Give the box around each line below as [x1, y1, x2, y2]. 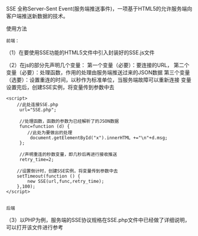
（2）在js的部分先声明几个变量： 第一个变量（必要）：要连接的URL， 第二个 [6, 61, 190, 68]
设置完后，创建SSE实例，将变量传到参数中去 [6, 84, 115, 90]
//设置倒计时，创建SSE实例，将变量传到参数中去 [17, 168, 118, 174]
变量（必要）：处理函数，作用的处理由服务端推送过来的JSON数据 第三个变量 [6, 69, 190, 76]
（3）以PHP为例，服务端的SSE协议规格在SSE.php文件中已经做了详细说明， [6, 217, 190, 223]
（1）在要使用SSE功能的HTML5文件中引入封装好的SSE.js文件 [6, 49, 155, 56]
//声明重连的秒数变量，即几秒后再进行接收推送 [19, 152, 117, 158]
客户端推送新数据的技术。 [6, 12, 69, 19]
